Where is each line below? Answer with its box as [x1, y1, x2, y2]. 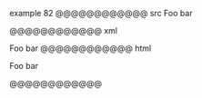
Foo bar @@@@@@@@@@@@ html [9, 43, 152, 54]
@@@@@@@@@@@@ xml [9, 25, 118, 35]
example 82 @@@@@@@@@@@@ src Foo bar [9, 8, 193, 18]
